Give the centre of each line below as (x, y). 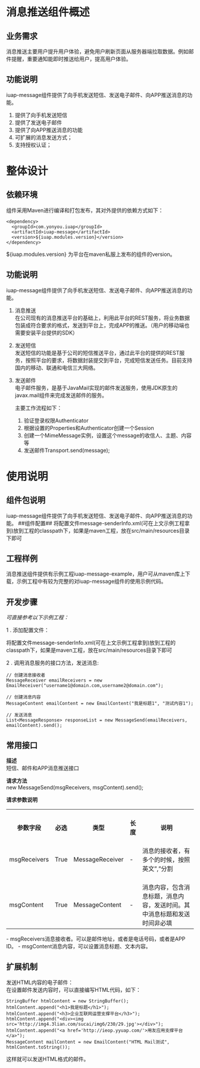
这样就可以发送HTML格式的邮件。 (48, 1059)
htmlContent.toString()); (38, 1047)
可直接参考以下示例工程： (37, 617)
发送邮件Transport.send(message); (67, 450)
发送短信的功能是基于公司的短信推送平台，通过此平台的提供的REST (97, 352)
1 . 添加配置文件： (28, 630)
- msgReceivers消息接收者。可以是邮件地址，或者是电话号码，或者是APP (96, 939)
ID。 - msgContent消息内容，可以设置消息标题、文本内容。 (79, 947)
